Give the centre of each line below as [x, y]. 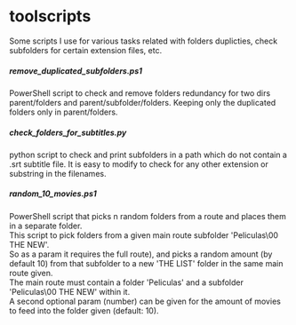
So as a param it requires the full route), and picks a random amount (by [141, 254]
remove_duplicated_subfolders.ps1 [76, 71]
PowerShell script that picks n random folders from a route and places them [148, 216]
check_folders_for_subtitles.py [68, 132]
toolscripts [50, 16]
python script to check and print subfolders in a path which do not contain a [148, 155]
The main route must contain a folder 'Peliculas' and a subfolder [127, 282]
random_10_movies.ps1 [53, 194]
